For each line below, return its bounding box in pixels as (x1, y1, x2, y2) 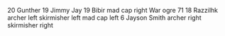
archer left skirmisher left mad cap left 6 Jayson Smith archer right (7, 13, 202, 22)
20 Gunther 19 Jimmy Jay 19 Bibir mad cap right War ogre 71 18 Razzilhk (7, 6, 219, 14)
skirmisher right (7, 21, 53, 29)
